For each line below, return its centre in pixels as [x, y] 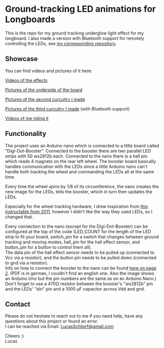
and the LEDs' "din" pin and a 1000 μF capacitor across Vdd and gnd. [75, 289]
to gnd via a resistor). [27, 263]
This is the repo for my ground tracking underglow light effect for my [74, 33]
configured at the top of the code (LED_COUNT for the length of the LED [78, 231]
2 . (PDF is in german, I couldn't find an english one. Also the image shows [80, 273]
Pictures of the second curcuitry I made [45, 99]
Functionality [26, 134]
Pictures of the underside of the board [44, 90]
